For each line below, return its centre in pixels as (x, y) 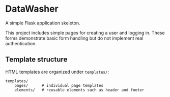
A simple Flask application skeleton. (43, 23)
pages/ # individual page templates (59, 85)
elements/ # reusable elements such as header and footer (79, 90)
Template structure (36, 60)
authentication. (21, 43)
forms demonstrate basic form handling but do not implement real (74, 38)
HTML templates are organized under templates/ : (57, 72)
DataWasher (32, 9)
